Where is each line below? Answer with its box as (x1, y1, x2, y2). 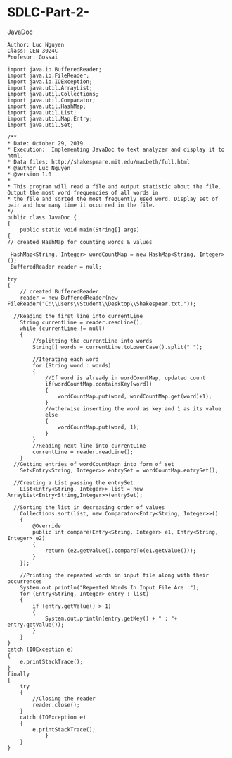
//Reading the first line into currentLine (13, 312, 143, 319)
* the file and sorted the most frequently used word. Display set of (7, 195, 219, 202)
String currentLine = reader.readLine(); (20, 319, 143, 326)
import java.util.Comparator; (7, 97, 96, 104)
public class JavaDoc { (7, 214, 77, 221)
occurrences (7, 577, 42, 585)
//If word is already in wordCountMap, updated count (44, 374, 206, 381)
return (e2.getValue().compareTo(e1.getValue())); (44, 547, 197, 554)
